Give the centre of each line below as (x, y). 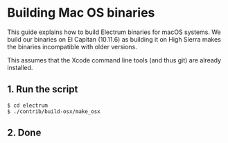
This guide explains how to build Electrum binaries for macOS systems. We (114, 32)
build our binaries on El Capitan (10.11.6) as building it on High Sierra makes (114, 39)
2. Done (24, 133)
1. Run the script (43, 89)
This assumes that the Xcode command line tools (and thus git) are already (114, 60)
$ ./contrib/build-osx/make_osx (54, 111)
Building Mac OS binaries (81, 13)
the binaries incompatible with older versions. (72, 47)
